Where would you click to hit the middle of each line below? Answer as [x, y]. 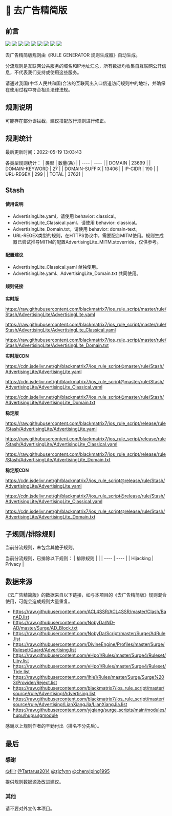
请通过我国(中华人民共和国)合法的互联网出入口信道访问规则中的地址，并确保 [85, 83]
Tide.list [21, 672]
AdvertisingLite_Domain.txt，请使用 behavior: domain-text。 [76, 229]
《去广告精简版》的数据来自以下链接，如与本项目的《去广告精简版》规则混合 [86, 595]
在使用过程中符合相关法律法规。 [39, 90]
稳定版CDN [17, 470]
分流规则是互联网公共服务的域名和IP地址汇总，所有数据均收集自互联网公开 [84, 66]
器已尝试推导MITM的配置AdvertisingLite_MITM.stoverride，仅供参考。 [87, 242]
